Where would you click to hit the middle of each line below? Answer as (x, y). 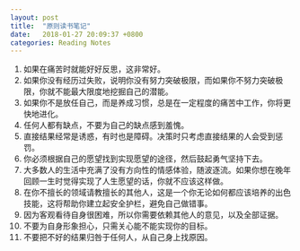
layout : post (35, 17)
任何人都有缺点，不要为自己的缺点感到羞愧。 (106, 125)
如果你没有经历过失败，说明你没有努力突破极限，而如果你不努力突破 (149, 81)
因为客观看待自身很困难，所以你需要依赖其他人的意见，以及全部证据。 (153, 215)
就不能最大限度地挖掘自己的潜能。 (110, 91)
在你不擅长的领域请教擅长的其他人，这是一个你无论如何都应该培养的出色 (157, 193)
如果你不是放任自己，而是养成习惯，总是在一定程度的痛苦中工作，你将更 (157, 103)
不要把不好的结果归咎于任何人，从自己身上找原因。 (118, 238)
